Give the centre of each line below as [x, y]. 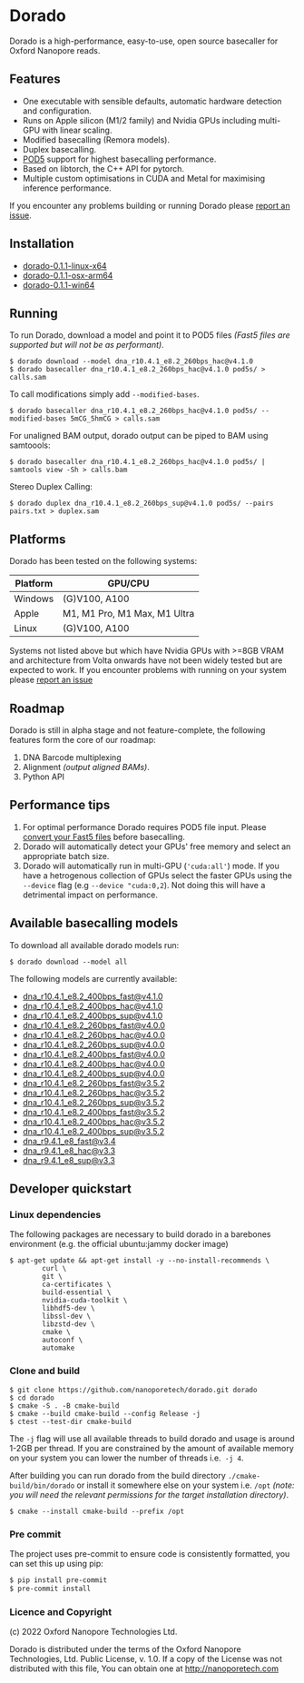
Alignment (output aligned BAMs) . [86, 767]
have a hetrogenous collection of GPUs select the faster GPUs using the [157, 875]
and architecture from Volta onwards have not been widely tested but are [146, 660]
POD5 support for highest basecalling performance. [119, 159]
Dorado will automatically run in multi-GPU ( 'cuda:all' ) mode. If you [151, 866]
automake [59, 1348]
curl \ [54, 1269]
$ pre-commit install [50, 1589]
